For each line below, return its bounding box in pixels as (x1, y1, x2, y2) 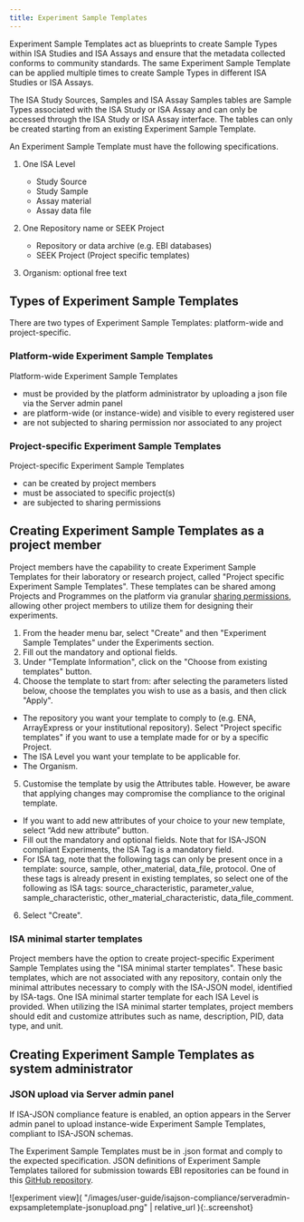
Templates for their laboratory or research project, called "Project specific (9, 571, 285, 582)
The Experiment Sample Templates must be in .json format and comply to (9, 1145, 283, 1157)
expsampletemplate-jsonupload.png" (9, 1201, 148, 1212)
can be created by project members (22, 478, 157, 489)
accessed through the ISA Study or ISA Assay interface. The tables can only (9, 113, 293, 124)
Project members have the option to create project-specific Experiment (9, 953, 275, 964)
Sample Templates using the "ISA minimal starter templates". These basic (9, 963, 283, 973)
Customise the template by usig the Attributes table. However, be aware (22, 777, 291, 789)
